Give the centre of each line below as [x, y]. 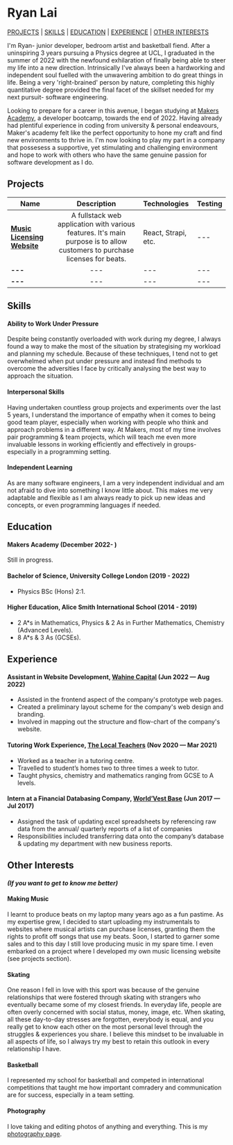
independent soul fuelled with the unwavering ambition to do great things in [115, 75]
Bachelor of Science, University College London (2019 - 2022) [98, 576]
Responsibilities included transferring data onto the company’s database [120, 836]
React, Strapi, [165, 233]
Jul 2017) [21, 806]
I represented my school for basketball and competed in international [106, 1080]
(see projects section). [39, 958]
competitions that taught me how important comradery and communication [114, 1087]
